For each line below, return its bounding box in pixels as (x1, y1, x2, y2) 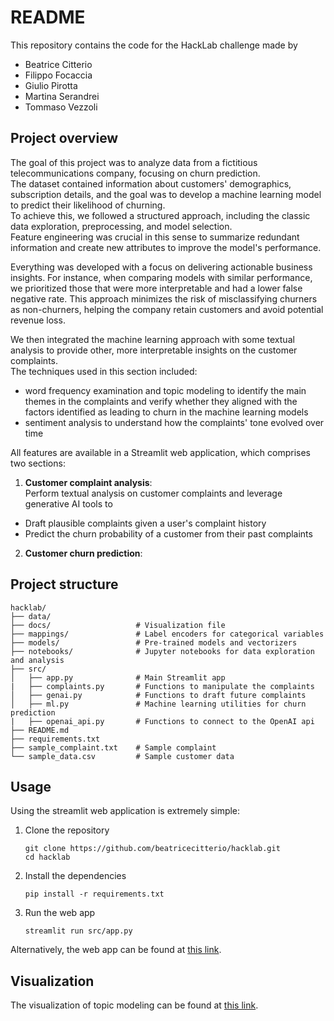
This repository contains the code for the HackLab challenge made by (10, 39, 298, 51)
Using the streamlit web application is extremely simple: (10, 805, 241, 817)
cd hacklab (24, 852, 71, 863)
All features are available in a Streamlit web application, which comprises (10, 446, 312, 458)
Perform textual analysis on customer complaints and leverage (24, 487, 283, 499)
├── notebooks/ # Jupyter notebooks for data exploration (10, 646, 315, 656)
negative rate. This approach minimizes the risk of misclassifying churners (10, 292, 318, 305)
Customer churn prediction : (24, 547, 143, 559)
